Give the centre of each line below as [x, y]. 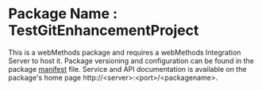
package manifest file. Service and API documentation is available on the [127, 69]
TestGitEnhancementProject [104, 30]
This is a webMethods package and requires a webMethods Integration [125, 52]
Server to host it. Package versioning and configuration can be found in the [131, 61]
